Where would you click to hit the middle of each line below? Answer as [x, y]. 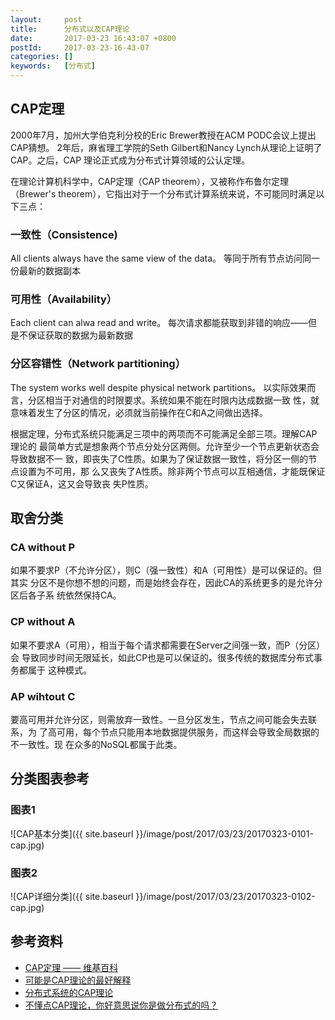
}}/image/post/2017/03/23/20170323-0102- [225, 896]
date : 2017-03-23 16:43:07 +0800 [93, 38]
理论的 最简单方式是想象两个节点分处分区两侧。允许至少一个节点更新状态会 [165, 446]
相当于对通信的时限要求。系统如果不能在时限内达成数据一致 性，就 [182, 400]
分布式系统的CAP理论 [69, 992]
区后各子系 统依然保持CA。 [66, 595]
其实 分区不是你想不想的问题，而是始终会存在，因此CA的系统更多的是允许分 [166, 583]
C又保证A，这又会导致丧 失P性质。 [82, 483]
